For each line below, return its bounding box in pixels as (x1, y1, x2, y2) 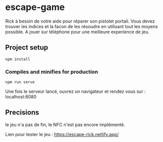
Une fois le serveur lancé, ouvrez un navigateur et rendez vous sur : (5, 88, 146, 94)
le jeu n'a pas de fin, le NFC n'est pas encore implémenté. (5, 121, 125, 127)
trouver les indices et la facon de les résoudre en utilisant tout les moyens (5, 23, 158, 29)
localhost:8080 (5, 94, 37, 100)
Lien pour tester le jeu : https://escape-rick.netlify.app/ (5, 131, 119, 137)
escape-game (5, 2, 65, 13)
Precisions (5, 108, 39, 117)
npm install (5, 57, 30, 62)
